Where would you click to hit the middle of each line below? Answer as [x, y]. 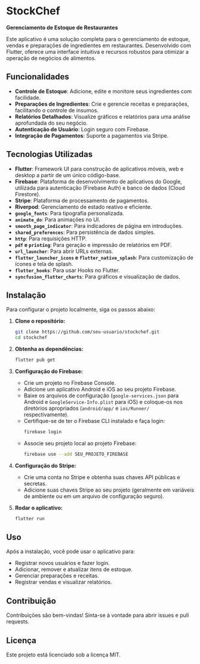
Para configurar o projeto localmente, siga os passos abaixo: [81, 310]
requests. [18, 622]
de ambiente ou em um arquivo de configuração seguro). [94, 496]
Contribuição [31, 601]
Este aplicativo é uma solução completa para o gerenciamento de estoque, [98, 39]
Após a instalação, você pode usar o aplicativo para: [71, 552]
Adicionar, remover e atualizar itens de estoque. [74, 569]
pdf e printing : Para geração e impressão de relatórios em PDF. [93, 245]
